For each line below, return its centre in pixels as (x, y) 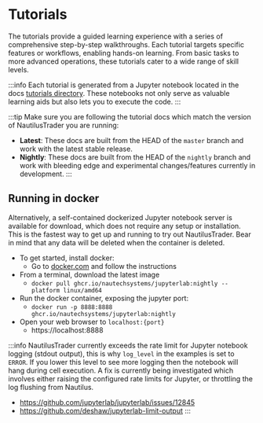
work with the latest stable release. (76, 149)
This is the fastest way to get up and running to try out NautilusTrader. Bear (130, 234)
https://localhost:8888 (67, 330)
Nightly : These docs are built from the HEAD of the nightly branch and (135, 157)
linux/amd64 (82, 290)
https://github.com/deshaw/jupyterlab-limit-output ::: (105, 410)
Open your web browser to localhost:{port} (92, 322)
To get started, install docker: (67, 258)
